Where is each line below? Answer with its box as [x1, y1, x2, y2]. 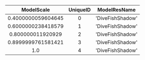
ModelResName [97, 6, 136, 13]
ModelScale [21, 6, 50, 13]
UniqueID [68, 6, 91, 13]
